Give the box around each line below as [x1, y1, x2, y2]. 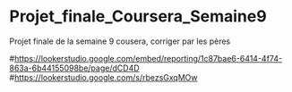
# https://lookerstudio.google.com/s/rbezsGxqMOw [9, 71, 198, 82]
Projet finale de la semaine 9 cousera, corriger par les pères [9, 36, 231, 46]
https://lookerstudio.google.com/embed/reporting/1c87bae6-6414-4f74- [13, 53, 283, 63]
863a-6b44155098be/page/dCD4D [9, 63, 141, 73]
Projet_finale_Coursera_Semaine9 [9, 6, 267, 27]
